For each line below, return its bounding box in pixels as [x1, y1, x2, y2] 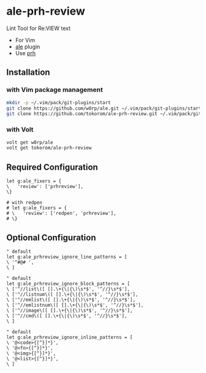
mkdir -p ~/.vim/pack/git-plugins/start [6, 99, 112, 105]
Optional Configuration [6, 232, 96, 243]
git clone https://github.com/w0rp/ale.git [6, 105, 120, 111]
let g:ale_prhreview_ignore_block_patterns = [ [6, 281, 131, 287]
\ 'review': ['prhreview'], [6, 184, 84, 190]
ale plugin [15, 43, 40, 50]
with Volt [6, 126, 34, 134]
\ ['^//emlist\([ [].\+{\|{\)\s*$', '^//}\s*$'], [6, 296, 136, 303]
